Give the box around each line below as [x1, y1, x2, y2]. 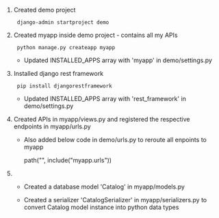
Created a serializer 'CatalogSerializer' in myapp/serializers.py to [23, 196, 207, 204]
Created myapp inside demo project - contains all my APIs [13, 31, 178, 39]
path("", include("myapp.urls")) [23, 156, 112, 164]
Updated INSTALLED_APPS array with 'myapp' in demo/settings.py [23, 56, 212, 64]
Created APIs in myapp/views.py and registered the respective [13, 115, 190, 123]
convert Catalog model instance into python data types [23, 203, 179, 211]
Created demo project [13, 6, 76, 14]
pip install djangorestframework [16, 83, 112, 90]
